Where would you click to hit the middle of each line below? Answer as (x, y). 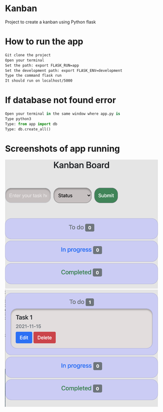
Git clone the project (28, 55)
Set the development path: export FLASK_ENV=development (64, 70)
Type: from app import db (31, 124)
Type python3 (18, 119)
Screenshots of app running (63, 148)
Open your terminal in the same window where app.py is (63, 114)
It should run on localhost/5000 (39, 81)
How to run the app (44, 42)
